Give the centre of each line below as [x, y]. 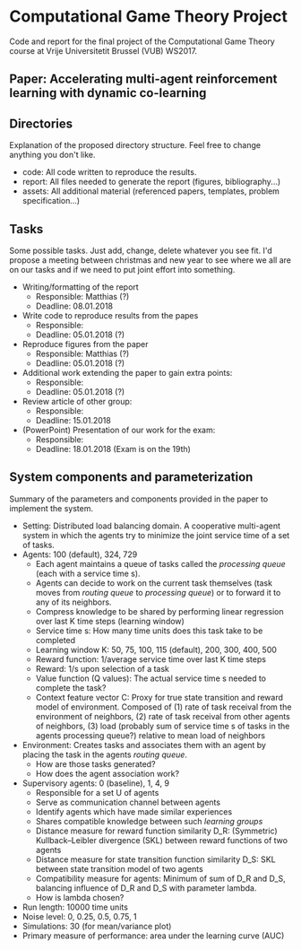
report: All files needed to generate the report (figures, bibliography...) [151, 182]
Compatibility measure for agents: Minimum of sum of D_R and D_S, [160, 878]
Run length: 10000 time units [75, 907]
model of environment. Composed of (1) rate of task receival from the [163, 707]
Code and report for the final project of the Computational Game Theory [142, 41]
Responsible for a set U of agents [97, 792]
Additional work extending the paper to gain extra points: [127, 372]
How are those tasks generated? [95, 763]
